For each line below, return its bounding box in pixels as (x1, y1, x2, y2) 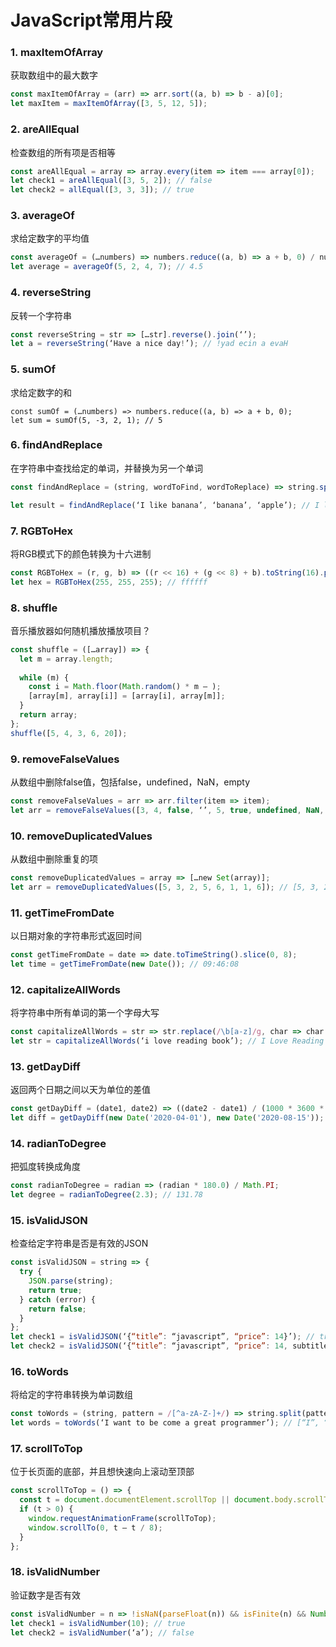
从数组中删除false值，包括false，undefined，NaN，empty (10, 776, 251, 788)
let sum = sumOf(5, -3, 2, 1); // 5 (10, 415, 163, 425)
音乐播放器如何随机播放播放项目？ (10, 624, 151, 636)
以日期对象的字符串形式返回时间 (10, 930, 142, 942)
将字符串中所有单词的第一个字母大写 (10, 1007, 160, 1019)
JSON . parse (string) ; (28, 1276, 114, 1286)
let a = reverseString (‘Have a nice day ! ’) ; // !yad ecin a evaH (10, 339, 288, 349)
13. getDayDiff (10, 1059, 81, 1073)
